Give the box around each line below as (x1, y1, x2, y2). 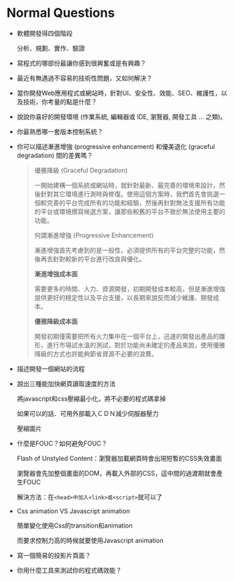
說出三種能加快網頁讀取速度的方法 (16, 379, 116, 388)
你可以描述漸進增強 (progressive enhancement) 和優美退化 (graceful (16, 142, 215, 150)
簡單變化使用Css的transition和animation (16, 521, 133, 530)
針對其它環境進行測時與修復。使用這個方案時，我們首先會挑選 (40, 190, 219, 198)
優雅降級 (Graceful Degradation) (34, 166, 128, 174)
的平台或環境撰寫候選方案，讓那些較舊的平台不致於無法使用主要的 (34, 207, 226, 216)
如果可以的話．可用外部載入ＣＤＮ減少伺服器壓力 (16, 409, 159, 417)
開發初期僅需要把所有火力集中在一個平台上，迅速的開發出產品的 (34, 332, 219, 340)
